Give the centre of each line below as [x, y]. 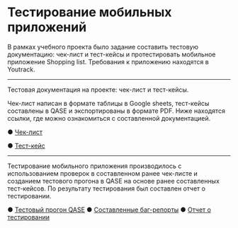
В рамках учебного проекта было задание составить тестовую [103, 47]
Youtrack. [21, 69]
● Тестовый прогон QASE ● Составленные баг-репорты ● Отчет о [109, 210]
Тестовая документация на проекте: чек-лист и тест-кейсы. [98, 90]
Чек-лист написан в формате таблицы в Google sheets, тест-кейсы [108, 103]
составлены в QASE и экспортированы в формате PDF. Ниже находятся [116, 111]
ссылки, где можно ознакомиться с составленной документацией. [109, 118]
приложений [47, 27]
